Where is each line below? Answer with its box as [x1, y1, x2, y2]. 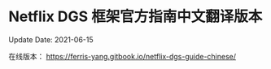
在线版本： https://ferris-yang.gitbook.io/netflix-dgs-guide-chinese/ [8, 51, 237, 61]
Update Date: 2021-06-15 [8, 34, 94, 45]
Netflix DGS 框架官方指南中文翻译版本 [8, 7, 263, 26]
